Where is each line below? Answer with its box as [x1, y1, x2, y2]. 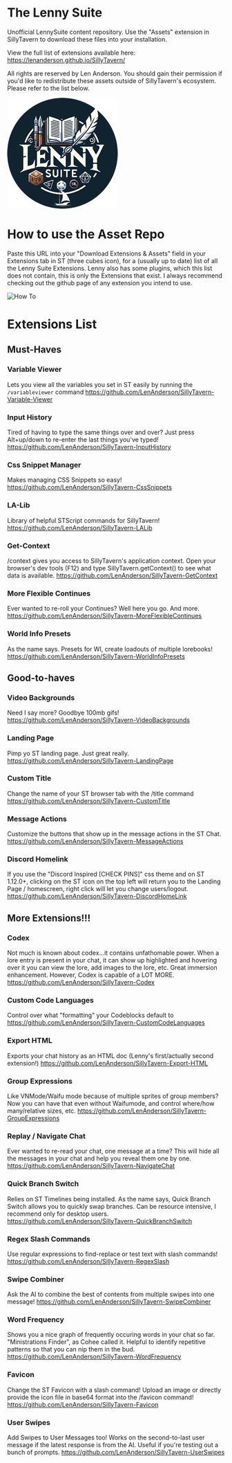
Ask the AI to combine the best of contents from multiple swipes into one [7, 1290, 215, 1299]
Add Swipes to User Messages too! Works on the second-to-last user [7, 1433, 205, 1442]
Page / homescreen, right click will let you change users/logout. [7, 885, 188, 893]
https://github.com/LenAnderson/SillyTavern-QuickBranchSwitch [7, 1217, 193, 1225]
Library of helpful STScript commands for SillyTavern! [7, 516, 160, 524]
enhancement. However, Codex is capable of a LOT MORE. [7, 971, 175, 979]
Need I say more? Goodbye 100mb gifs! [7, 708, 119, 717]
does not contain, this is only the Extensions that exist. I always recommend [7, 271, 223, 280]
